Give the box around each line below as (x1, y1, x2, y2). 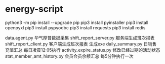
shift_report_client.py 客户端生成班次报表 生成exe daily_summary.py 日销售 (5, 41, 157, 47)
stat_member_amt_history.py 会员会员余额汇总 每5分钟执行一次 (5, 53, 133, 59)
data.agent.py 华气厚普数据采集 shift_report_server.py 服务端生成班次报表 (5, 35, 155, 41)
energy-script (5, 3, 63, 15)
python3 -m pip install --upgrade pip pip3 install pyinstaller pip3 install (5, 20, 149, 25)
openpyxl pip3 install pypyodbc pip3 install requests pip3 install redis (5, 24, 146, 30)
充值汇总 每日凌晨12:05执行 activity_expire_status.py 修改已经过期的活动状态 (5, 47, 161, 53)
